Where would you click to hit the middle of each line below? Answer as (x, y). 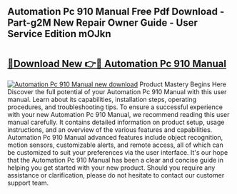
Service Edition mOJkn (60, 34)
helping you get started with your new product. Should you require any (111, 168)
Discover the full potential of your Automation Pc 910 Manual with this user (117, 92)
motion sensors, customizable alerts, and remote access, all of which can (115, 145)
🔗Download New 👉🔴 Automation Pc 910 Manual (117, 63)
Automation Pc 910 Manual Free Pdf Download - (116, 12)
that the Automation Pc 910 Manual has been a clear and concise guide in (115, 160)
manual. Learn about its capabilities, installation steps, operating (102, 99)
